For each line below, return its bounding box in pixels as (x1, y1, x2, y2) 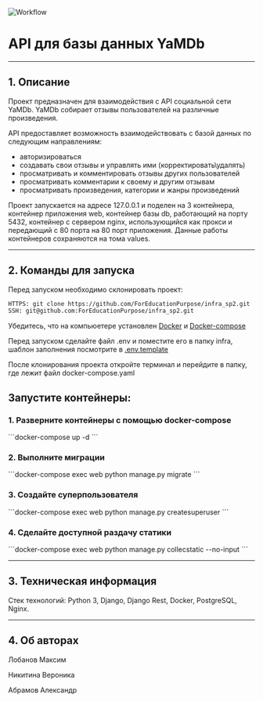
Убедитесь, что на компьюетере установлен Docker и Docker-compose (8, 322, 247, 331)
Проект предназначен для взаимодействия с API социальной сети (8, 96, 232, 106)
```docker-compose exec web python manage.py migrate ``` (8, 470, 200, 479)
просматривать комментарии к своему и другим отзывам (19, 176, 215, 186)
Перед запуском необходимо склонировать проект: (8, 285, 183, 294)
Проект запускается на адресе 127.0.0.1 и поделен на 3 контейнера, (8, 200, 235, 209)
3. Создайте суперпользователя (8, 489, 139, 500)
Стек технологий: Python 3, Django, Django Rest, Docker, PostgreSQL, (8, 595, 237, 605)
